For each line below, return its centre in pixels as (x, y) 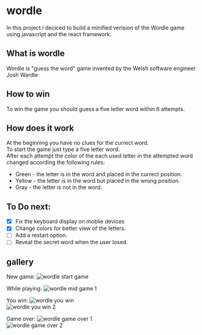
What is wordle (36, 54)
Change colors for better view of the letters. (70, 228)
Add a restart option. (41, 235)
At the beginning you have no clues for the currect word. (77, 143)
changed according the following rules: (56, 163)
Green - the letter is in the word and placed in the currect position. (99, 174)
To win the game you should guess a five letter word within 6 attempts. (96, 109)
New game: (21, 277)
